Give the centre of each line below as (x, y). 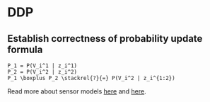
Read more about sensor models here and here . (77, 91)
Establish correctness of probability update (105, 39)
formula (25, 49)
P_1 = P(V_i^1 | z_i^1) (42, 66)
